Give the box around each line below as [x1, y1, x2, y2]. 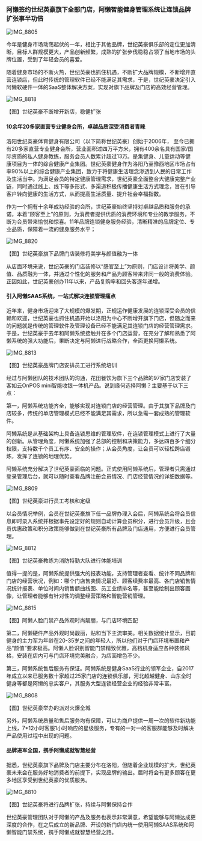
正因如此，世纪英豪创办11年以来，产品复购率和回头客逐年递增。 [6, 278, 164, 285]
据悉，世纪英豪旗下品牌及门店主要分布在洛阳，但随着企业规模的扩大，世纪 [6, 761, 191, 768]
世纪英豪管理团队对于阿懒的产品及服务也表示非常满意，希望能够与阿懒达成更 [6, 813, 196, 821]
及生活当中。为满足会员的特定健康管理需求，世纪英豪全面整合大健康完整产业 [6, 175, 196, 182]
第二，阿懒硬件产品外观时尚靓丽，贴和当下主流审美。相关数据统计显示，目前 [6, 629, 196, 637]
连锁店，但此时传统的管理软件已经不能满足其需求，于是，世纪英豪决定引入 [11, 76, 196, 84]
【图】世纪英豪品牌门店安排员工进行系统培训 [6, 361, 117, 369]
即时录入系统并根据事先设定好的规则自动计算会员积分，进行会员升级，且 [11, 517, 191, 524]
